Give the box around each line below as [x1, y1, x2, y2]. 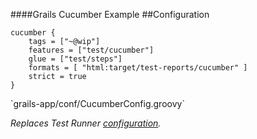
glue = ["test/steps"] [28, 54, 123, 64]
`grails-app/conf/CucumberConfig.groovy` [10, 98, 185, 109]
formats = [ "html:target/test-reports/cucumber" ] [28, 63, 248, 73]
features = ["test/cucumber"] [28, 45, 155, 55]
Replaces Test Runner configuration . [10, 117, 162, 129]
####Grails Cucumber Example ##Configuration [10, 9, 210, 20]
